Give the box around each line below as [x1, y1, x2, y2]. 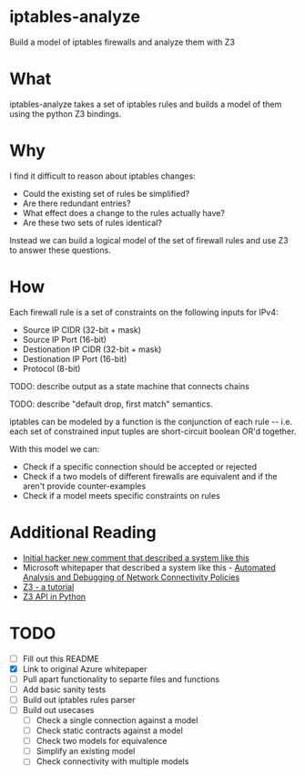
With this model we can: [9, 443, 100, 454]
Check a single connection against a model [36, 715, 198, 726]
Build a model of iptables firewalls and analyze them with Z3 [9, 36, 235, 47]
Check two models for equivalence [36, 736, 168, 747]
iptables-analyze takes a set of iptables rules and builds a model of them [9, 98, 282, 109]
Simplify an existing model [36, 746, 136, 757]
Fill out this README [22, 653, 100, 664]
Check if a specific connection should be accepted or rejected [22, 460, 258, 471]
